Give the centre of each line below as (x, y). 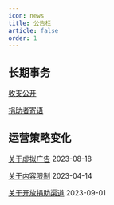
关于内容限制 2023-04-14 (50, 175)
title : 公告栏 (30, 23)
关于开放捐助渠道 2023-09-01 (57, 192)
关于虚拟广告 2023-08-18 (50, 159)
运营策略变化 (40, 138)
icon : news (26, 16)
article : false (33, 30)
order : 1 (23, 38)
